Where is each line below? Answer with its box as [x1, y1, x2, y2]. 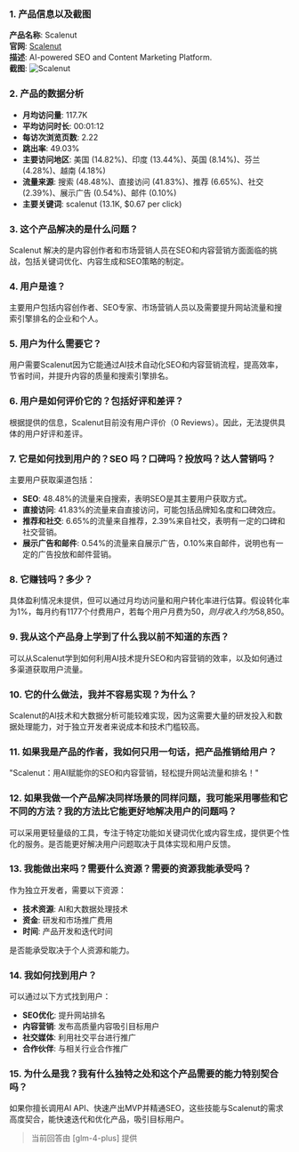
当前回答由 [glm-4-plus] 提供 [30, 1132, 138, 1144]
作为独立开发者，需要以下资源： [9, 884, 126, 895]
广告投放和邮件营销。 [37, 549, 117, 560]
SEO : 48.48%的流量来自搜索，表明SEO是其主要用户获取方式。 [21, 494, 252, 504]
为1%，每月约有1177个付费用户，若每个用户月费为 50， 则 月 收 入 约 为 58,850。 [9, 607, 289, 617]
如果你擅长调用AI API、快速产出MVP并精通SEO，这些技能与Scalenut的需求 [9, 1103, 284, 1114]
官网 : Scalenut [9, 41, 62, 52]
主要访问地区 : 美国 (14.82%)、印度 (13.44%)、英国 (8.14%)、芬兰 [21, 154, 261, 165]
